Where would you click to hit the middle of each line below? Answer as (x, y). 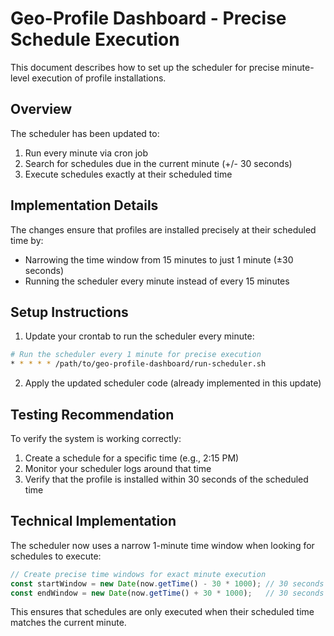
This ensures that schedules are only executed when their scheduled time (162, 612)
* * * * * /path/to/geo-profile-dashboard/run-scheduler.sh (138, 364)
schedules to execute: (56, 556)
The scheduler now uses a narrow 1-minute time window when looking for (162, 545)
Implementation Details (84, 205)
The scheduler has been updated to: (85, 133)
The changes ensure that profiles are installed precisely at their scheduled (163, 229)
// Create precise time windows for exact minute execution (138, 574)
